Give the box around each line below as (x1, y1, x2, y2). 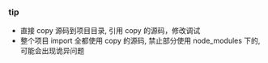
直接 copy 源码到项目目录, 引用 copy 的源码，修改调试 (19, 26, 201, 36)
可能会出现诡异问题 (19, 46, 85, 56)
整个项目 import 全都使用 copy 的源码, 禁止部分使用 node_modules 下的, (19, 36, 261, 46)
